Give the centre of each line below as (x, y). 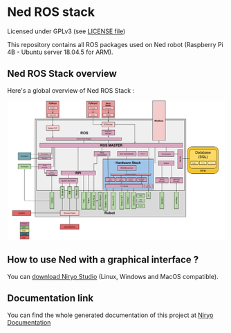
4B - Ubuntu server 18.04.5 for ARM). (60, 52)
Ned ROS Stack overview (62, 74)
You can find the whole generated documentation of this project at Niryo (110, 315)
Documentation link (50, 298)
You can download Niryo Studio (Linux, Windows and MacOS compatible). (113, 276)
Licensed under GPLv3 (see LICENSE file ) (66, 31)
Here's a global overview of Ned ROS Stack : (71, 90)
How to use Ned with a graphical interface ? (103, 260)
